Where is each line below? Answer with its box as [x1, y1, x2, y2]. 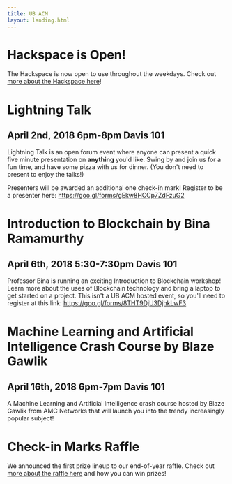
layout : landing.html [7, 17, 70, 24]
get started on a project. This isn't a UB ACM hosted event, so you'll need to [7, 291, 225, 300]
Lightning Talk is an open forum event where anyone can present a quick [7, 148, 216, 156]
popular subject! [7, 414, 54, 423]
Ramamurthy [7, 230, 84, 247]
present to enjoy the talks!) [7, 170, 84, 179]
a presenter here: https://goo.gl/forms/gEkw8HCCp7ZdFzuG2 [7, 191, 185, 200]
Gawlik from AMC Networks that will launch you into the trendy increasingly [7, 406, 224, 416]
